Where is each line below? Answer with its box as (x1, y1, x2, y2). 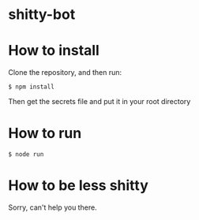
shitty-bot (8, 6, 76, 24)
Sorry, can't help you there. (8, 203, 97, 212)
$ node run (8, 151, 44, 158)
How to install (8, 42, 100, 60)
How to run (8, 125, 82, 143)
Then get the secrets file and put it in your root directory (8, 97, 191, 106)
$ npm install (8, 83, 55, 91)
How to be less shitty (8, 177, 148, 195)
